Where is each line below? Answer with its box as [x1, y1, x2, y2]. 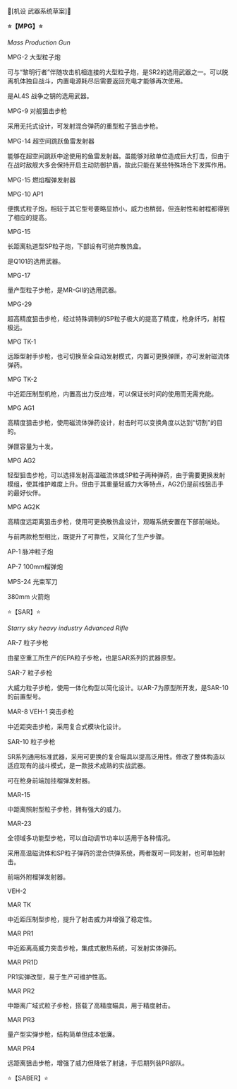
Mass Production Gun [7, 38, 71, 47]
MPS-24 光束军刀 [7, 578, 58, 586]
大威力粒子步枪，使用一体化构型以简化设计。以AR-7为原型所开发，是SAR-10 [7, 684, 229, 692]
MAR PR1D [7, 958, 39, 966]
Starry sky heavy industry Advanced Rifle [7, 624, 129, 632]
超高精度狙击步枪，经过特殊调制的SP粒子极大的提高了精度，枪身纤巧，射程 [7, 315, 226, 322]
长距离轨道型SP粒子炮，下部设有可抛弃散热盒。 [7, 242, 145, 250]
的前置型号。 [7, 692, 44, 701]
